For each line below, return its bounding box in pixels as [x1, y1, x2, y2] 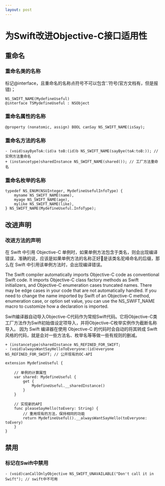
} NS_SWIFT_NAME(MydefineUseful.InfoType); [5, 206, 97, 211]
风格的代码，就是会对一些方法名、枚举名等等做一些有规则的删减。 [5, 332, 140, 339]
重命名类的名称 [5, 68, 41, 75]
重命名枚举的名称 [5, 177, 46, 184]
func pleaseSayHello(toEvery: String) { [14, 406, 99, 411]
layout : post [5, 7, 32, 12]
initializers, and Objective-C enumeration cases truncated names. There [5, 282, 152, 288]
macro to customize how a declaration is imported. [5, 303, 109, 309]
